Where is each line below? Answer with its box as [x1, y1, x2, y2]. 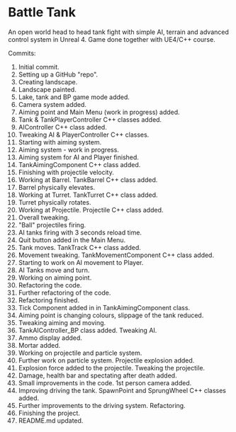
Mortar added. [18, 341, 61, 349]
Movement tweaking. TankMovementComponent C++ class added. [18, 251, 215, 259]
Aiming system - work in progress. [18, 145, 120, 154]
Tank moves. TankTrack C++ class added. [18, 243, 141, 251]
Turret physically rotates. [18, 198, 91, 206]
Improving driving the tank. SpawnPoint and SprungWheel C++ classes [18, 386, 226, 394]
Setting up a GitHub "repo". [18, 70, 99, 79]
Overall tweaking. [18, 213, 70, 222]
